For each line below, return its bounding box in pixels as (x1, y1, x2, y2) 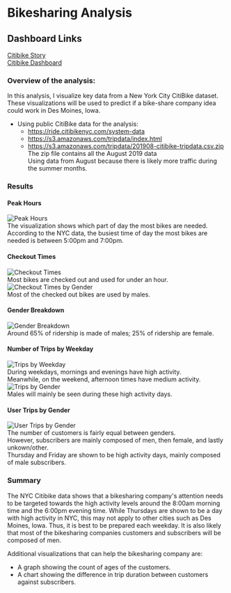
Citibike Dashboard (7, 58, 63, 67)
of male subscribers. (7, 458, 66, 467)
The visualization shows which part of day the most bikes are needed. (7, 221, 208, 230)
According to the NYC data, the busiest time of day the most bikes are (7, 229, 208, 237)
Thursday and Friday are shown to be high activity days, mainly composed (7, 451, 221, 459)
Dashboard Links (7, 33, 82, 45)
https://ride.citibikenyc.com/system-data (27, 127, 145, 136)
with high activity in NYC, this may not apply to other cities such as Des (7, 514, 212, 522)
